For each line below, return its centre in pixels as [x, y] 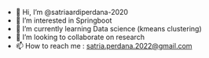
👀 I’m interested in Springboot [64, 20]
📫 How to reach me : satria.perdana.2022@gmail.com [104, 46]
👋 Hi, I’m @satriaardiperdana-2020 [71, 12]
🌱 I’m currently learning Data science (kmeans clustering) [108, 29]
